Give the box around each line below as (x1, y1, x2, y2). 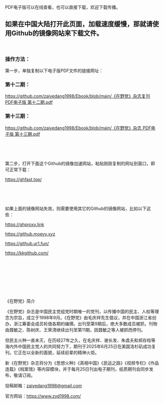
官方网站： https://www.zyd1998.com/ (5, 393, 81, 399)
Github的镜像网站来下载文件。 (11, 29, 103, 38)
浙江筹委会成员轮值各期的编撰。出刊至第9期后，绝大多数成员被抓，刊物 (13, 321, 158, 327)
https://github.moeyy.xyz (5, 231, 56, 237)
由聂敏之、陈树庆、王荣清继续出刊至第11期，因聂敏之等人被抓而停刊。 (5, 327, 145, 332)
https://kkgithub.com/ (5, 250, 49, 256)
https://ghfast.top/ (5, 176, 42, 182)
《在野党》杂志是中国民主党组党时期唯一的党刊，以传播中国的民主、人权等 (5, 308, 155, 314)
